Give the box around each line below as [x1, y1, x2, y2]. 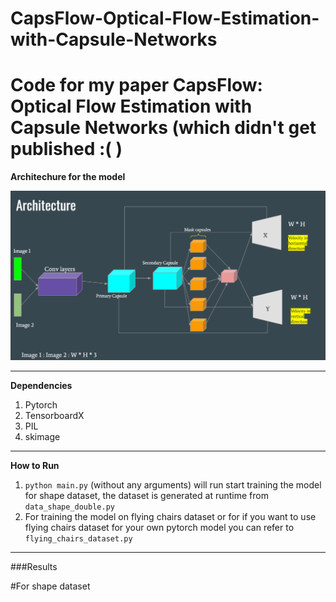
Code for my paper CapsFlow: [10, 74, 263, 97]
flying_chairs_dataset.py [24, 534, 133, 544]
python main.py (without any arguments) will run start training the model [24, 479, 322, 491]
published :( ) [10, 138, 123, 161]
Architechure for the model [10, 171, 126, 183]
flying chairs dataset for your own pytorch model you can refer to [24, 522, 295, 534]
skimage [24, 431, 61, 443]
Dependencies [10, 380, 73, 392]
